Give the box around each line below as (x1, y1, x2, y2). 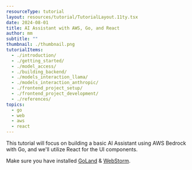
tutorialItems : (6, 47, 44, 53)
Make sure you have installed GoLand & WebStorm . (6, 157, 131, 164)
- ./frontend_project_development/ (11, 91, 99, 96)
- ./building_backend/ (11, 69, 67, 75)
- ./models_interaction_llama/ (11, 74, 88, 80)
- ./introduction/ (11, 52, 57, 58)
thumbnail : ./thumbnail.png (6, 42, 75, 48)
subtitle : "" (6, 36, 38, 42)
